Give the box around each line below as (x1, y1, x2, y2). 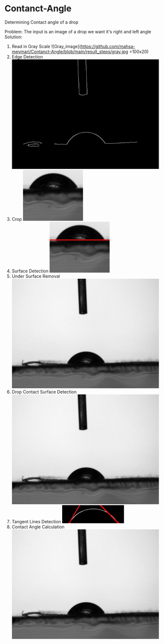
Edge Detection (11, 54, 43, 59)
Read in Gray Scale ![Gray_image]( (11, 43, 81, 49)
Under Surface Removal (11, 273, 60, 279)
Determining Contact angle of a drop (4, 19, 79, 25)
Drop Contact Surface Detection (11, 389, 77, 395)
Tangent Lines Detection (11, 518, 62, 524)
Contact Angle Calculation (11, 524, 65, 530)
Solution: (4, 34, 23, 40)
